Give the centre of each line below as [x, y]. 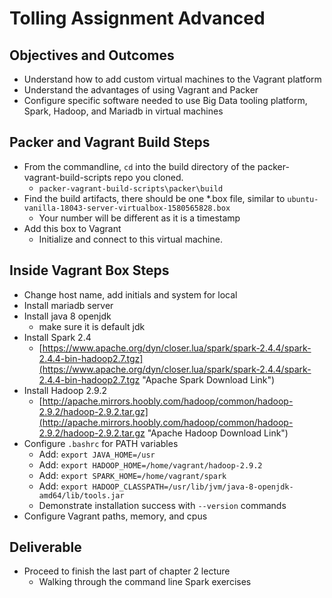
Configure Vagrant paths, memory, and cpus [115, 516]
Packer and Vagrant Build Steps [110, 142]
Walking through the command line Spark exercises [145, 582]
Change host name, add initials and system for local [130, 294]
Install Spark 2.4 [57, 337]
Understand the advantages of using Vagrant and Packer [141, 90]
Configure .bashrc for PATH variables [101, 443]
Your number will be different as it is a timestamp [139, 218]
